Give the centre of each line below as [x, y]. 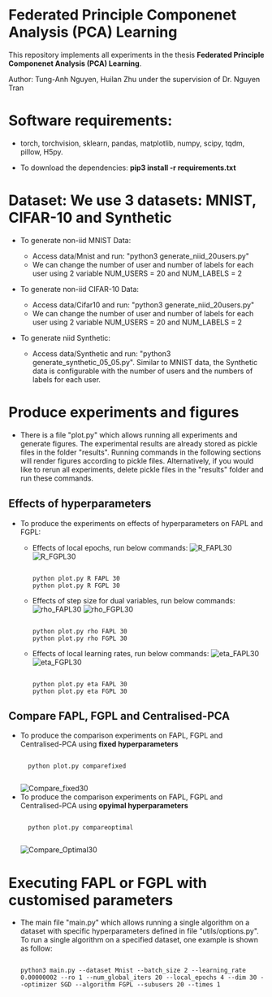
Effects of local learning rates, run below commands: [121, 653]
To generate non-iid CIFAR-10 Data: [80, 289]
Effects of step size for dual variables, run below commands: [134, 600]
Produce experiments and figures [124, 412]
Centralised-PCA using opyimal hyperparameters [104, 806]
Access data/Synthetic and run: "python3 [101, 353]
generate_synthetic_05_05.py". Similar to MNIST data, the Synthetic [145, 362]
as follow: [36, 948]
